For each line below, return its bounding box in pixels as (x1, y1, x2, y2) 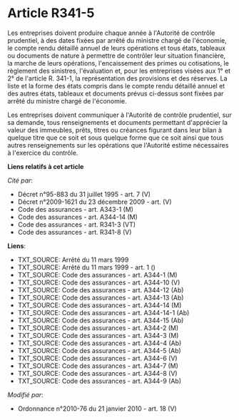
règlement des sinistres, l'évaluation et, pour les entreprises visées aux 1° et (7, 66, 230, 75)
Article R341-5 (7, 5, 95, 21)
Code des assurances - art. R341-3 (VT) (17, 220, 136, 229)
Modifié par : (7, 390, 44, 399)
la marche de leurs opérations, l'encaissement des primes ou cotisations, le (7, 58, 230, 67)
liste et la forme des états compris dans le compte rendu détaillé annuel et (7, 81, 225, 90)
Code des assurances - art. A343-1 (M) (17, 205, 134, 213)
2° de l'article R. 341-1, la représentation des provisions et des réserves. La (7, 73, 228, 83)
